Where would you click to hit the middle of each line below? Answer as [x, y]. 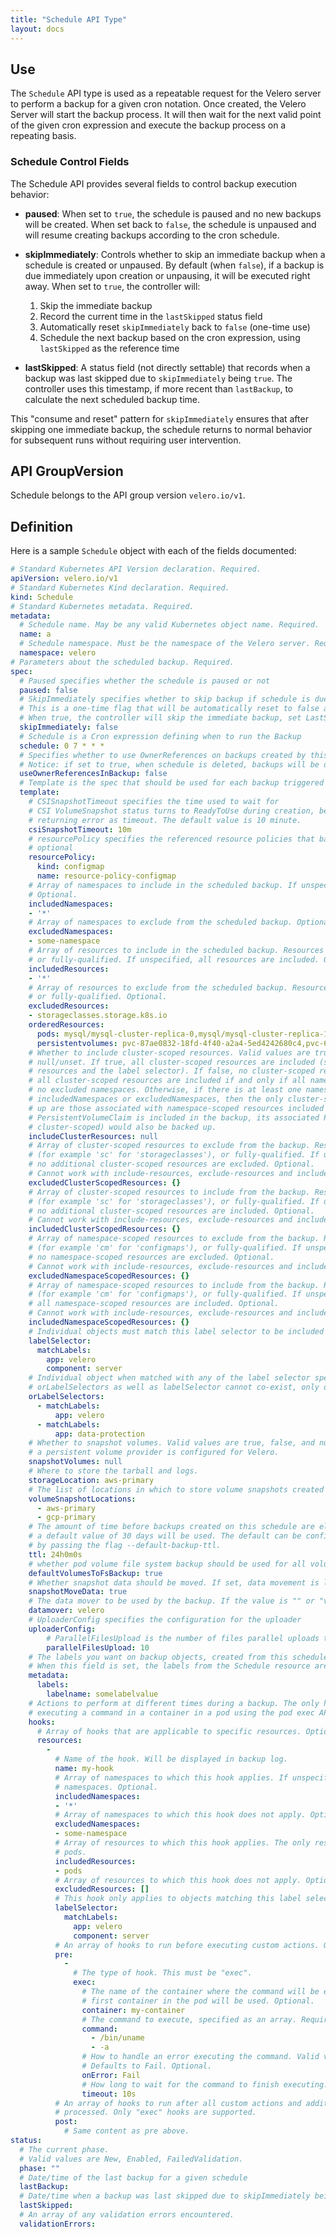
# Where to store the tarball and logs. [113, 1471]
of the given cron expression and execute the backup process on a [148, 125]
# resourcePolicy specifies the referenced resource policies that [171, 839]
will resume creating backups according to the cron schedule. [152, 235]
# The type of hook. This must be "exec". [163, 1973]
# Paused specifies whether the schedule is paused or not [145, 681]
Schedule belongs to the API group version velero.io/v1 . [128, 495]
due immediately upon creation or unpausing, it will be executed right [167, 275]
